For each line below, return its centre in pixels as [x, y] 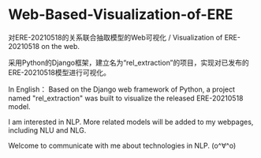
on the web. [61, 46]
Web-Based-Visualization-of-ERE [121, 15]
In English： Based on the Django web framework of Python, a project [121, 89]
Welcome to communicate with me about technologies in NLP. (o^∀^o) [122, 145]
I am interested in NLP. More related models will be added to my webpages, [131, 122]
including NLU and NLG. [47, 130]
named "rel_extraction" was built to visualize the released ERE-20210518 [126, 98]
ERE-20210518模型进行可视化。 [59, 72]
